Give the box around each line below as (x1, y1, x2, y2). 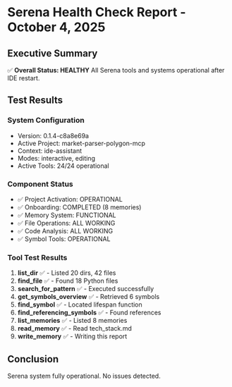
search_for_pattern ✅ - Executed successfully (17, 285, 154, 293)
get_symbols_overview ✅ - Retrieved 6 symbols (17, 293, 160, 301)
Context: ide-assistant (17, 146, 83, 155)
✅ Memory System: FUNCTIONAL (17, 211, 116, 219)
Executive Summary (7, 47, 98, 59)
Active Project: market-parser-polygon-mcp (17, 139, 146, 147)
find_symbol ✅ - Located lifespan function (17, 300, 142, 309)
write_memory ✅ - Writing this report (17, 332, 128, 340)
